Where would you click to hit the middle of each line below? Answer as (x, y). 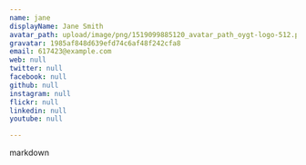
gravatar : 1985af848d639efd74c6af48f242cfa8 (95, 43)
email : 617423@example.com (61, 52)
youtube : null (36, 119)
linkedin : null (38, 111)
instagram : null (40, 93)
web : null (28, 60)
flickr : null (34, 102)
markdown (30, 153)
